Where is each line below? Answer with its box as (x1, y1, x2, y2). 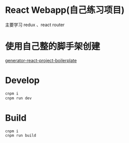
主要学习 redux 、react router (5, 22, 65, 28)
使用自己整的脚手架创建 (5, 41, 100, 52)
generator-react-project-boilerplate (5, 57, 77, 63)
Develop (5, 75, 40, 86)
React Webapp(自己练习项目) (5, 4, 125, 16)
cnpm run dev (5, 96, 32, 101)
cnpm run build (5, 133, 36, 138)
